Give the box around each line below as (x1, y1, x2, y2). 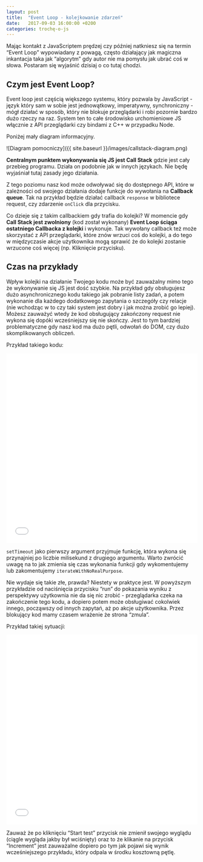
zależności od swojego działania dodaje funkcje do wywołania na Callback (6, 187, 193, 195)
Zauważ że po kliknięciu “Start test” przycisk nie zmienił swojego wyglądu (6, 829, 191, 837)
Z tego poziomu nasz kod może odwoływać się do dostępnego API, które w (6, 181, 195, 189)
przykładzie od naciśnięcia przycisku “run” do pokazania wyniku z (6, 585, 171, 592)
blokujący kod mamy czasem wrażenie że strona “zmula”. (6, 610, 150, 618)
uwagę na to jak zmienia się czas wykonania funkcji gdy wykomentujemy (6, 560, 189, 567)
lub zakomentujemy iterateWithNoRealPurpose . (6, 567, 124, 574)
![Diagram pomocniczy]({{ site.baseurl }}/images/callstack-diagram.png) (6, 145, 188, 152)
